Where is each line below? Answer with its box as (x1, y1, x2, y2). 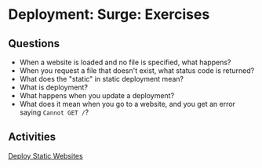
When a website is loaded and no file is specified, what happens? (19, 57, 231, 67)
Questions (8, 37, 60, 50)
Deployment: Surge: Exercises (8, 5, 210, 24)
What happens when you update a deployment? (19, 91, 175, 100)
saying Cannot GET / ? (19, 108, 89, 117)
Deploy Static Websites (8, 151, 84, 160)
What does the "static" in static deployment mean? (19, 75, 184, 83)
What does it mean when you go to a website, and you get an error (19, 100, 235, 108)
